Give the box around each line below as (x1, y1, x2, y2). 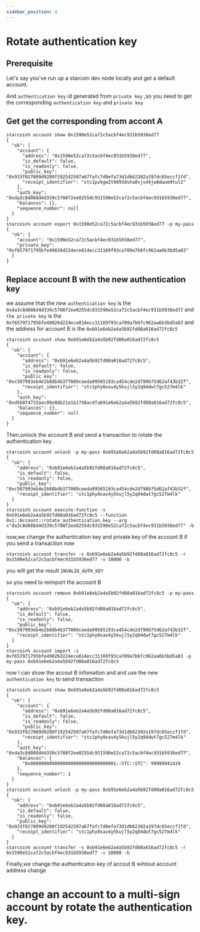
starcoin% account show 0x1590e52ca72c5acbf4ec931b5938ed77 (6, 132, 160, 138)
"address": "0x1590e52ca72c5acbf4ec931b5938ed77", (22, 153, 151, 159)
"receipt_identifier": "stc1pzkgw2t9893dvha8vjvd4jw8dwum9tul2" (22, 179, 186, 185)
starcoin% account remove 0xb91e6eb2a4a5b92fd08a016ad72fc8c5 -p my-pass (6, 591, 195, 597)
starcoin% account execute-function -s (6, 507, 106, 513)
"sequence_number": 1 (17, 771, 71, 777)
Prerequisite (6, 58, 53, 69)
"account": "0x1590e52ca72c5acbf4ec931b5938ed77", (17, 237, 146, 243)
